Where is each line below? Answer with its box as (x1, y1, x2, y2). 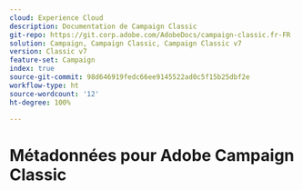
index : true (9, 65, 55, 74)
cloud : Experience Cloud (9, 13, 104, 23)
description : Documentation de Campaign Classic (9, 22, 197, 31)
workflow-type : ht (9, 81, 79, 90)
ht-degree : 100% (9, 97, 71, 107)
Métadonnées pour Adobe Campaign (9, 145, 295, 165)
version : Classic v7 (9, 47, 88, 56)
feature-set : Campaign (9, 55, 96, 65)
